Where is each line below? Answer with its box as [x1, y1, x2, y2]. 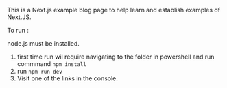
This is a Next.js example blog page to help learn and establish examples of [7, 6, 221, 14]
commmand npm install [16, 60, 87, 68]
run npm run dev [16, 68, 63, 75]
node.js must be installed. [7, 40, 80, 47]
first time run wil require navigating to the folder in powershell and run [16, 53, 215, 61]
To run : [7, 27, 29, 34]
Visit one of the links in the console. [16, 74, 119, 83]
